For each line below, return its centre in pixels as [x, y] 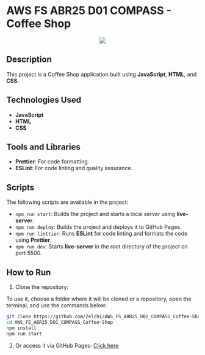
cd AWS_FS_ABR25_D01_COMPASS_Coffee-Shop [60, 322]
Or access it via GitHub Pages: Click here [67, 345]
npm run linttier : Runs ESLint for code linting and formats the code [101, 234]
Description [29, 60]
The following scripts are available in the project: [67, 202]
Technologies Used [44, 100]
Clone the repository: [42, 287]
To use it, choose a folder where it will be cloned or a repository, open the [99, 299]
